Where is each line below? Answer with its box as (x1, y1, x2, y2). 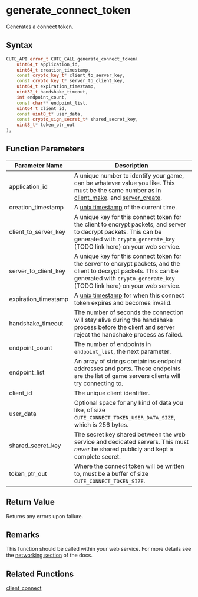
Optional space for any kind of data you (74, 398, 184, 406)
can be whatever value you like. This (74, 179, 175, 187)
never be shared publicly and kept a (74, 445, 173, 453)
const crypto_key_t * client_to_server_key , (16, 72, 126, 79)
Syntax (6, 40, 33, 50)
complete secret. (74, 452, 121, 460)
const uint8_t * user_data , (16, 111, 83, 117)
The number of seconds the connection (74, 308, 184, 317)
